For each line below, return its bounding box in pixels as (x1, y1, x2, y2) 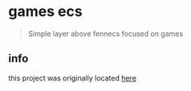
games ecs (8, 2, 83, 21)
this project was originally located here (8, 73, 136, 82)
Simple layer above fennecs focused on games (27, 29, 184, 38)
